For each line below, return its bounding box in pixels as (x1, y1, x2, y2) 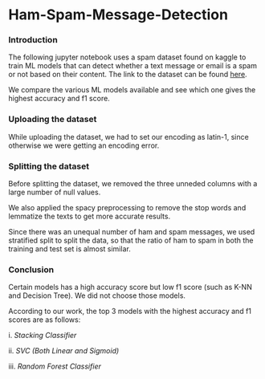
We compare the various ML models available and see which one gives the (8, 85, 256, 95)
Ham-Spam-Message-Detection (8, 6, 229, 24)
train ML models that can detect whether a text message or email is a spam (8, 61, 257, 71)
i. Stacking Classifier (8, 331, 77, 340)
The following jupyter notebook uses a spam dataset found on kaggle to (8, 52, 247, 62)
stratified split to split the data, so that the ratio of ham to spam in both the (8, 235, 255, 246)
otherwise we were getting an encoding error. (8, 141, 160, 150)
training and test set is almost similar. (8, 244, 131, 254)
